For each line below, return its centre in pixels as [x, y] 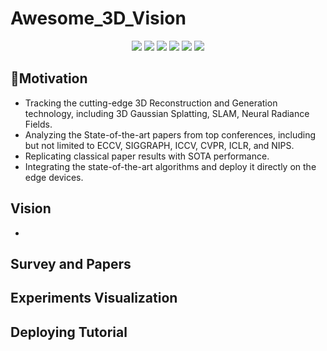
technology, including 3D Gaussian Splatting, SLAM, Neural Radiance [167, 113]
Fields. [38, 124]
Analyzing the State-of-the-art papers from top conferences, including [170, 134]
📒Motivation [49, 78]
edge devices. [54, 177]
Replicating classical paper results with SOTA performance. [147, 156]
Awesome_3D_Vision [98, 18]
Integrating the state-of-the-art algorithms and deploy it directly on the [170, 166]
